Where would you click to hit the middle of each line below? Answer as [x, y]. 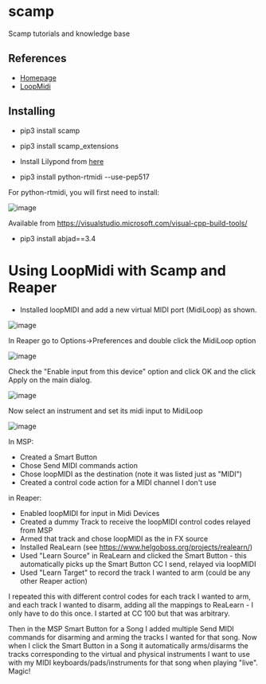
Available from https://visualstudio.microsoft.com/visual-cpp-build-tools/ [128, 223]
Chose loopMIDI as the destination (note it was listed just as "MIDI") [131, 474]
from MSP [36, 530]
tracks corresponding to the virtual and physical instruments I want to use [129, 654]
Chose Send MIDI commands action [78, 465]
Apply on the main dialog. [50, 380]
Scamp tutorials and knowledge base [69, 33]
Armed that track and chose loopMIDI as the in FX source [114, 538]
